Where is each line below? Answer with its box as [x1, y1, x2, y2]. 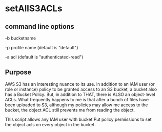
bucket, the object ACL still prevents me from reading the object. [5, 107, 135, 113]
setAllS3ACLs [5, 3, 62, 14]
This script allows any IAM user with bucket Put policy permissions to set [5, 116, 152, 122]
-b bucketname [5, 35, 36, 41]
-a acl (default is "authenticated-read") [5, 54, 83, 60]
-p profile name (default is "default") [5, 45, 79, 50]
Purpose [5, 68, 32, 76]
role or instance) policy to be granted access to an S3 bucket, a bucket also [5, 86, 157, 92]
